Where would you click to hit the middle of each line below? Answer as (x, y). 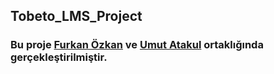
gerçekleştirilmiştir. (59, 57)
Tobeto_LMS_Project (76, 16)
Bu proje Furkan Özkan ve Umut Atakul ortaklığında (137, 45)
